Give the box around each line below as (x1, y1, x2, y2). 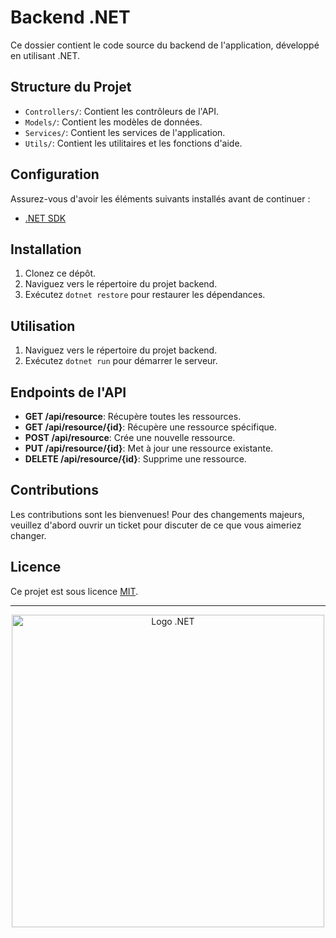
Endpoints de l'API (10, 384, 127, 401)
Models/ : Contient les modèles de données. (24, 116, 203, 128)
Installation (10, 241, 82, 258)
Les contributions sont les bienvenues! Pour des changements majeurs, (10, 508, 305, 520)
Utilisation (10, 317, 76, 335)
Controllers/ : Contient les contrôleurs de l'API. (24, 105, 220, 117)
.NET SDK (24, 212, 67, 224)
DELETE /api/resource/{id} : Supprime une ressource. (24, 453, 247, 465)
